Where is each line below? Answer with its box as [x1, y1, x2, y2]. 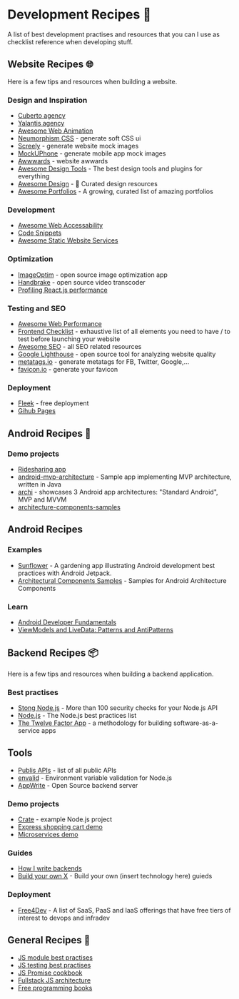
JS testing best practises [17, 960, 91, 969]
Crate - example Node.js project [17, 815, 113, 823]
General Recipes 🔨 [7, 934, 91, 946]
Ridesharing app [17, 465, 66, 473]
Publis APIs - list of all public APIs [17, 766, 117, 774]
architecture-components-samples [17, 502, 121, 511]
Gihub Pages [17, 407, 56, 415]
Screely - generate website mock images [17, 142, 139, 151]
